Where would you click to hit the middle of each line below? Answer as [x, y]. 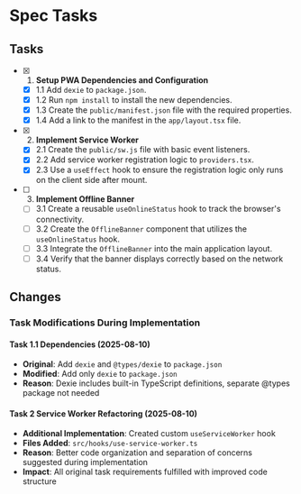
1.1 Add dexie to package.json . [91, 90]
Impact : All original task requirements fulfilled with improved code [145, 472]
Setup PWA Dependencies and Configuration [122, 80]
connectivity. [60, 219]
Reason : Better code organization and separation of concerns [137, 453]
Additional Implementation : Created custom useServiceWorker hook [149, 434]
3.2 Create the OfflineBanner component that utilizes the [141, 229]
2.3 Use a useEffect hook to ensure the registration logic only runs [160, 170]
